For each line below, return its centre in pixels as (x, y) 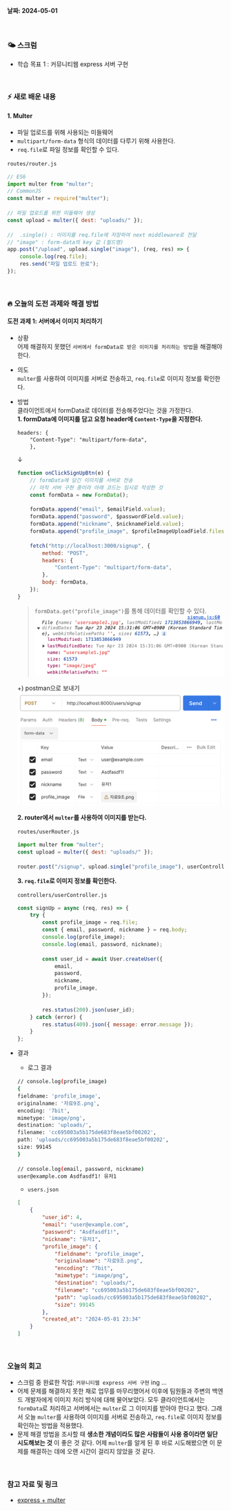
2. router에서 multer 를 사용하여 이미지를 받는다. (82, 817)
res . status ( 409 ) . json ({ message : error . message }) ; (118, 1025)
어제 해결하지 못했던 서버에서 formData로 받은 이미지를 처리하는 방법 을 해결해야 (120, 346)
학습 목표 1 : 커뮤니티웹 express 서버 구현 (73, 64)
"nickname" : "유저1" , (72, 1239)
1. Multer (20, 116)
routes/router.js (32, 164)
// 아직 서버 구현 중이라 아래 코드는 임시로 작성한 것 (97, 487)
